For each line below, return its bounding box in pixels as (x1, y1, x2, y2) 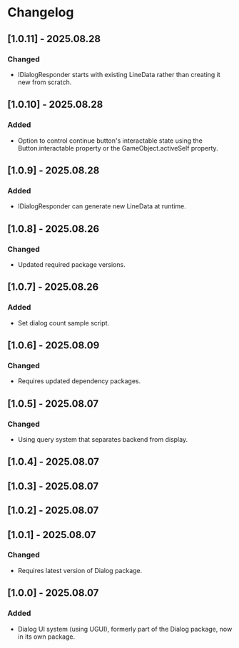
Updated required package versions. (17, 260, 126, 268)
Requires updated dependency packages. (17, 377, 141, 385)
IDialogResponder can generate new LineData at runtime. (17, 202, 187, 211)
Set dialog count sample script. (17, 318, 109, 327)
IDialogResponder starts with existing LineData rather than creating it (17, 70, 221, 79)
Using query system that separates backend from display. (17, 435, 188, 443)
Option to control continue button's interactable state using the (17, 136, 203, 145)
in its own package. (17, 632, 76, 641)
